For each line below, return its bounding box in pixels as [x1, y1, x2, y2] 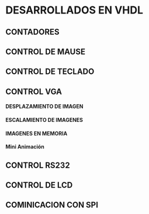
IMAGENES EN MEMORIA [5, 130, 68, 137]
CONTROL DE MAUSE [5, 46, 86, 56]
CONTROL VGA [5, 86, 63, 97]
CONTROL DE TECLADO [5, 67, 95, 77]
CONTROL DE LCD [5, 180, 73, 190]
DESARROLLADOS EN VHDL [5, 4, 144, 17]
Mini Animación [5, 143, 44, 150]
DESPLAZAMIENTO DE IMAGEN [5, 103, 84, 110]
